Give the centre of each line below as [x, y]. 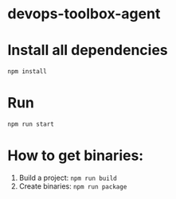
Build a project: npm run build [68, 178]
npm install [27, 72]
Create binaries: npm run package [73, 186]
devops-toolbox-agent [84, 14]
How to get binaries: [76, 156]
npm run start [31, 124]
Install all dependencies [88, 51]
